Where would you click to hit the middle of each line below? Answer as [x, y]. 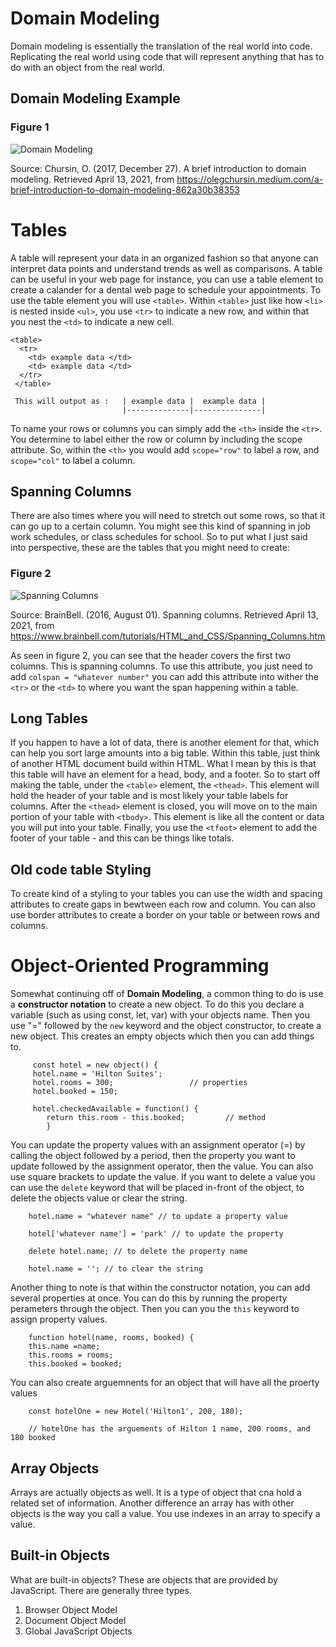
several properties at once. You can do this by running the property [149, 1298]
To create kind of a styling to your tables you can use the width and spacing [166, 894]
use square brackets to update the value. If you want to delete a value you [163, 1177]
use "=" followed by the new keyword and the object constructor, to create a [166, 1026]
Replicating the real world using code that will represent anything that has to [167, 56]
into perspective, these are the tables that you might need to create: [150, 548]
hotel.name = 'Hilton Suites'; [97, 1074]
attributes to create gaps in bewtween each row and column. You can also [163, 904]
